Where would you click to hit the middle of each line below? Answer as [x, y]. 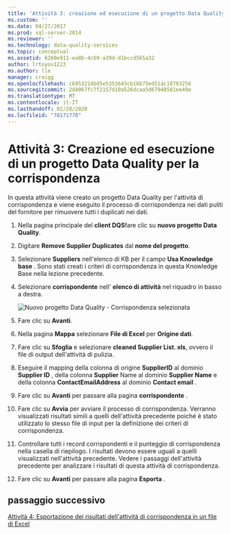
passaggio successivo [56, 500]
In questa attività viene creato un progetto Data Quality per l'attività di [105, 197]
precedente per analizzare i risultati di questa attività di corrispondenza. [119, 466]
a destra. [30, 294]
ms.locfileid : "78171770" [44, 115]
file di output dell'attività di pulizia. [66, 354]
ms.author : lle [29, 71]
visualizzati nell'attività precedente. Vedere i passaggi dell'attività [110, 458]
